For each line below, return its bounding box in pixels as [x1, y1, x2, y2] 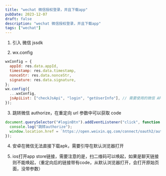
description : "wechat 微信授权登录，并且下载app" [5, 21, 101, 26]
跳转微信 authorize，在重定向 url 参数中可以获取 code [12, 109, 122, 116]
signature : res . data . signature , [9, 77, 77, 82]
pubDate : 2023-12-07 [5, 12, 48, 17]
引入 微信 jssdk [12, 40, 43, 46]
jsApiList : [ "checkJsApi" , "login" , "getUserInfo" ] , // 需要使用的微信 [9, 96, 155, 101]
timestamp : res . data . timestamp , [9, 68, 77, 73]
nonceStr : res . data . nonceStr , [9, 72, 72, 78]
